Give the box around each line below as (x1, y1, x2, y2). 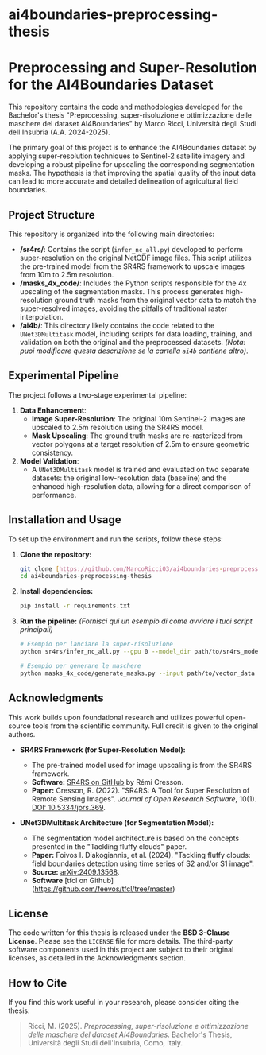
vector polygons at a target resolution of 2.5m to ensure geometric (31, 439, 250, 448)
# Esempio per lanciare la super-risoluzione (19, 640, 173, 649)
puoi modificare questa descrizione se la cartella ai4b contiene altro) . (19, 346, 249, 355)
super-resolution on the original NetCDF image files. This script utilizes (19, 253, 252, 262)
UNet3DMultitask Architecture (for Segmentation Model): (19, 817, 214, 828)
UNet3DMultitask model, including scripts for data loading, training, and (19, 328, 253, 339)
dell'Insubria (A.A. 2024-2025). (8, 127, 111, 137)
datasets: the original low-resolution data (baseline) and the (31, 473, 228, 483)
